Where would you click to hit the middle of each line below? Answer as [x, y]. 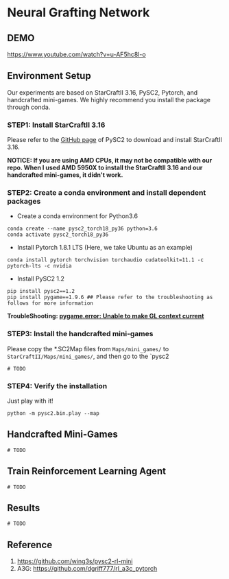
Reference [30, 544]
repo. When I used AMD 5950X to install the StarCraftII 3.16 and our [105, 168]
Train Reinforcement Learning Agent [87, 471]
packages [24, 202]
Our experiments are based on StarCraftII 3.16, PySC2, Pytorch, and [103, 92]
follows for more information [50, 303]
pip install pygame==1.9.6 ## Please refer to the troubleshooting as [110, 297]
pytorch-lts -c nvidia [39, 266]
